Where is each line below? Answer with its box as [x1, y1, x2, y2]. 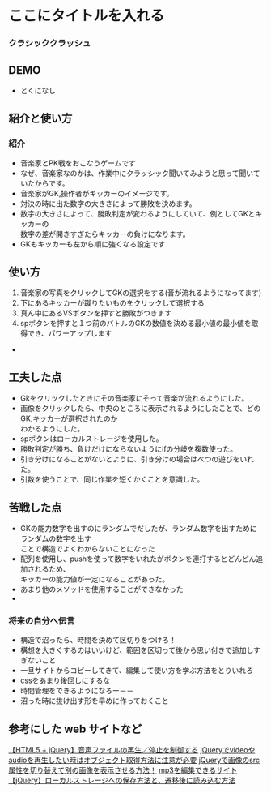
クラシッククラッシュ [8, 37, 91, 49]
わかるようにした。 [19, 424, 85, 434]
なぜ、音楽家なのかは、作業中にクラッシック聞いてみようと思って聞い [19, 168, 253, 178]
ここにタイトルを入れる [8, 6, 165, 25]
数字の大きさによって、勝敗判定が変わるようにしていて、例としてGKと [19, 208, 256, 218]
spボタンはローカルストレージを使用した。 [19, 434, 163, 444]
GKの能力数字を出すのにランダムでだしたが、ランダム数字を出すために [19, 524, 257, 534]
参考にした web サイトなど [8, 722, 142, 735]
